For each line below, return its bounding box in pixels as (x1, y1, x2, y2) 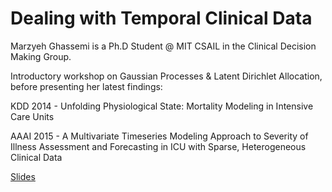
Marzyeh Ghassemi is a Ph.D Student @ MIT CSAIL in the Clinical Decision (10, 40, 317, 52)
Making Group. (10, 50, 72, 62)
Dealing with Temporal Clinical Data (10, 7, 313, 30)
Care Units (10, 110, 55, 122)
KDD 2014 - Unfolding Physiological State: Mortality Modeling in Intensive (10, 100, 314, 112)
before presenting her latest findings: (10, 80, 163, 92)
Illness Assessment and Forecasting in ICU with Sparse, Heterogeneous (10, 140, 307, 152)
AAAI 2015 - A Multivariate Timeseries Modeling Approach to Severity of (10, 130, 309, 142)
